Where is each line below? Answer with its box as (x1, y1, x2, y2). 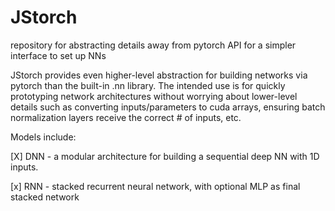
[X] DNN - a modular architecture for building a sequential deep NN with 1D (10, 150, 320, 162)
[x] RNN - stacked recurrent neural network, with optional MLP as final (10, 180, 301, 192)
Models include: (10, 131, 77, 143)
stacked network (10, 191, 80, 203)
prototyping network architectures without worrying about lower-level (10, 90, 298, 102)
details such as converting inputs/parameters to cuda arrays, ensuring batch (10, 101, 326, 113)
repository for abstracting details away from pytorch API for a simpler (10, 39, 297, 51)
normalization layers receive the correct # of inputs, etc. (10, 111, 242, 123)
